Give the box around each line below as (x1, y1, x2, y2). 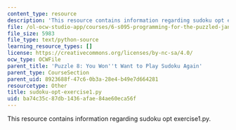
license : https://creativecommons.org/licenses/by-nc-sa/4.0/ (7, 50, 193, 57)
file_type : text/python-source (7, 37, 99, 44)
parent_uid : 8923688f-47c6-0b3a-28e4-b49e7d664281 (7, 75, 159, 83)
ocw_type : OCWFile (7, 56, 61, 63)
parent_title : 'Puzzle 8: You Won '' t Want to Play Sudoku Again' (7, 63, 202, 70)
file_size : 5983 (7, 30, 55, 37)
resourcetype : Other (7, 82, 68, 89)
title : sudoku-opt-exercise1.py (7, 89, 102, 96)
